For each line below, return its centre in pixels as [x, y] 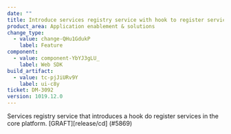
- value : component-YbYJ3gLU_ [56, 58]
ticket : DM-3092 [30, 90]
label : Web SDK [41, 65]
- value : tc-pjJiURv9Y [46, 77]
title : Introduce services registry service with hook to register [106, 20]
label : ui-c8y [40, 84]
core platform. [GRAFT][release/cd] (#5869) [70, 123]
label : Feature [41, 45]
